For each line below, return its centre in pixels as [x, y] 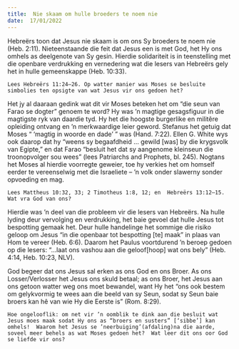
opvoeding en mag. [36, 179]
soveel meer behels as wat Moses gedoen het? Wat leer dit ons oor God [118, 333]
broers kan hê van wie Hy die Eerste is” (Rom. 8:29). [85, 301]
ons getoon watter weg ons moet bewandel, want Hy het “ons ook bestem [116, 286]
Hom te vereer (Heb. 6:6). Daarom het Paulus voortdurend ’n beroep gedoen [119, 242]
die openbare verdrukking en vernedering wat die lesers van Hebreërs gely [118, 63]
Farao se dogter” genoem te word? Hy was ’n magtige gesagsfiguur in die [116, 111]
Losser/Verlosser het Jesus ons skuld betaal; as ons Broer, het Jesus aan [115, 278]
